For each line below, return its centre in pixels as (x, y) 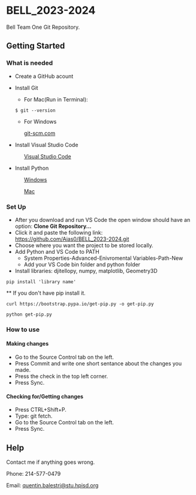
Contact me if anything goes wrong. (51, 462)
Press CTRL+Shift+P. (41, 410)
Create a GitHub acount (44, 76)
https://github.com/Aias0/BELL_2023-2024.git (72, 239)
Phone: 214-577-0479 (34, 474)
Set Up (16, 206)
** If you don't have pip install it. (46, 293)
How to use (23, 329)
